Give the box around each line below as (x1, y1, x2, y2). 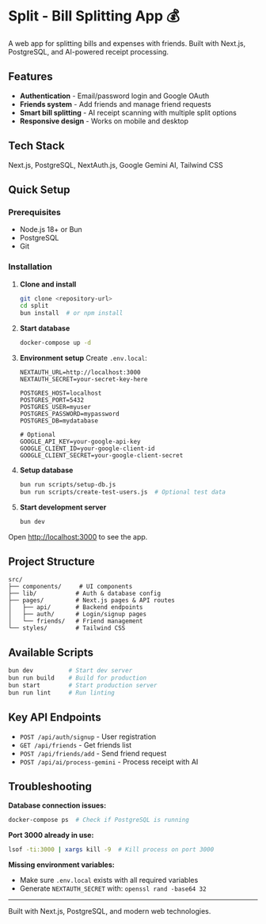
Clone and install (19, 279, 77, 289)
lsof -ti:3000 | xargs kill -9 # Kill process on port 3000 (8, 846, 215, 854)
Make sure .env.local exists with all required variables (19, 876, 199, 885)
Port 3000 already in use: (8, 831, 94, 840)
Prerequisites (8, 206, 61, 218)
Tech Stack (8, 139, 65, 153)
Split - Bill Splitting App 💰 (8, 7, 180, 25)
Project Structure (8, 555, 95, 569)
